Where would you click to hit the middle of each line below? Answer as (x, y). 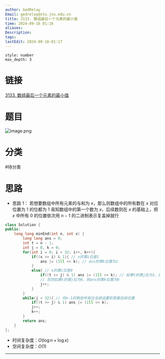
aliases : (14, 28)
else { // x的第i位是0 (52, 271)
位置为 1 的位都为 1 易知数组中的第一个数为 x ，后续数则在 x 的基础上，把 (85, 209)
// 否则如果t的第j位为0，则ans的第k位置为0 (80, 280)
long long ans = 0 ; (43, 239)
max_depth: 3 (18, 60)
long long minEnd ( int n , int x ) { (49, 234)
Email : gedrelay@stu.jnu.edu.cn (38, 14)
